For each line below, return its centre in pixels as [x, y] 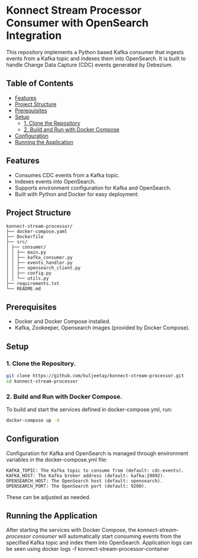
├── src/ [17, 242]
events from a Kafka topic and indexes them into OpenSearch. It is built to [96, 58]
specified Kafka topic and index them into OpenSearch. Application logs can [99, 543]
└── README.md [24, 289]
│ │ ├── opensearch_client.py [44, 268]
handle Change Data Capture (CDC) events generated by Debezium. [90, 65]
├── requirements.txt [33, 284]
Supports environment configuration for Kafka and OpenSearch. [93, 187]
